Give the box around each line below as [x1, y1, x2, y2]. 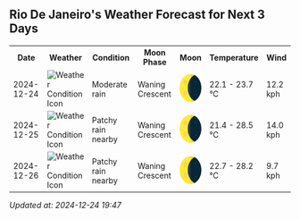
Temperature [209, 52, 259, 63]
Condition [92, 52, 130, 63]
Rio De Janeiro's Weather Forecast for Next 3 [9, 7, 265, 22]
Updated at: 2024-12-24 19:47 [9, 199, 122, 210]
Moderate [91, 79, 128, 89]
